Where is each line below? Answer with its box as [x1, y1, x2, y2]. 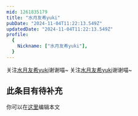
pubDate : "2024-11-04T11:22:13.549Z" [6, 20, 103, 26]
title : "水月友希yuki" [6, 15, 60, 21]
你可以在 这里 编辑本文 [6, 103, 60, 111]
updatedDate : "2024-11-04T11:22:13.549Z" [6, 26, 114, 32]
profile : [6, 32, 29, 38]
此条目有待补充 [6, 86, 63, 96]
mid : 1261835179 [6, 9, 48, 15]
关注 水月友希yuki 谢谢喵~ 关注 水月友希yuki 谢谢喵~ [6, 66, 133, 73]
